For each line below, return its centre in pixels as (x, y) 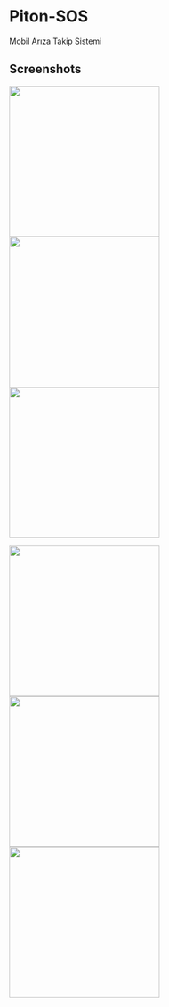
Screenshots (45, 69)
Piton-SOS (49, 17)
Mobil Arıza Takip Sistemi (56, 41)
